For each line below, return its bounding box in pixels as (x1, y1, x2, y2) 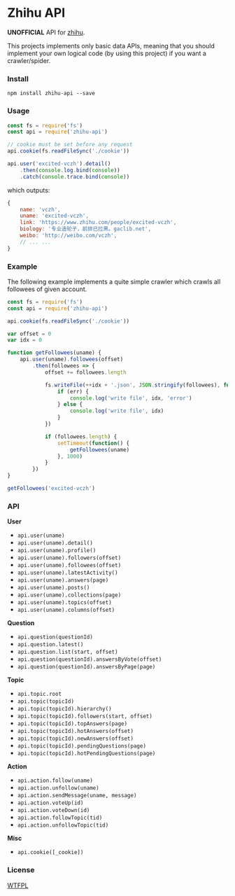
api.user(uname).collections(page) (17, 591, 122, 599)
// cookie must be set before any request (7, 141, 133, 148)
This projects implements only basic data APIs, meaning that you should (7, 41, 215, 50)
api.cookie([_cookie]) (17, 849, 84, 856)
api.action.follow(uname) (17, 777, 93, 785)
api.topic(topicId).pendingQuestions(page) (17, 743, 147, 750)
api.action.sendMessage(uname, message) (17, 792, 137, 799)
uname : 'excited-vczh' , (20, 212, 90, 220)
